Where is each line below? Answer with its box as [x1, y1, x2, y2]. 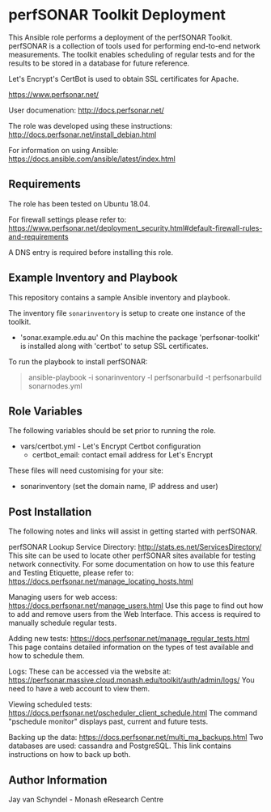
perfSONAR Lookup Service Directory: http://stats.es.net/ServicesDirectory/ [8, 542, 262, 552]
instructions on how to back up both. [8, 750, 131, 759]
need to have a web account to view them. [8, 684, 150, 694]
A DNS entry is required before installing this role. [8, 247, 174, 257]
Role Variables [8, 404, 83, 418]
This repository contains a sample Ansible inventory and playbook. [8, 292, 231, 302]
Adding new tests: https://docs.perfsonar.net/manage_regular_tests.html [8, 634, 250, 644]
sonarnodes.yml [28, 380, 83, 390]
